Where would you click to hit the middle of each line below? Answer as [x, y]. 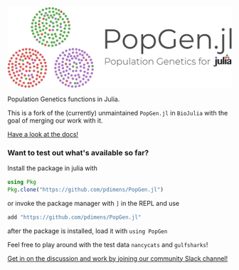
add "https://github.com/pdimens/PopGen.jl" [74, 217]
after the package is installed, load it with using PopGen [87, 231]
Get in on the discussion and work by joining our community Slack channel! [118, 258]
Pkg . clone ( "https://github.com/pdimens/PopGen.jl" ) [85, 189]
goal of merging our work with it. [55, 120]
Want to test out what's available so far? [78, 152]
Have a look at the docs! [43, 134]
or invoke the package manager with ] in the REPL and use [94, 203]
